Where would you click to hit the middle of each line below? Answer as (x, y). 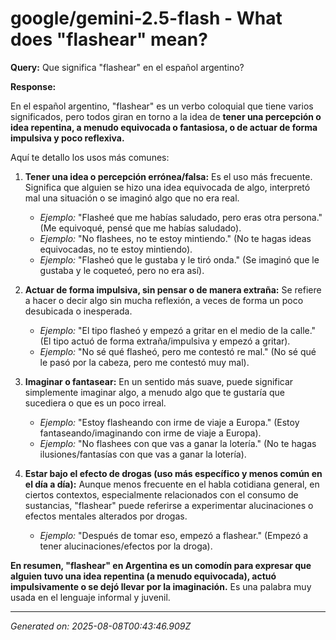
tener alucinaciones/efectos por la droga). (126, 546)
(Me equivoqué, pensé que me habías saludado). (140, 228)
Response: (33, 86)
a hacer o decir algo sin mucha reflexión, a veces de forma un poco (164, 300)
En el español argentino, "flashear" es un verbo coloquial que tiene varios (162, 106)
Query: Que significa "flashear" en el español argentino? (127, 67)
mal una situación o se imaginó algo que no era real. (132, 198)
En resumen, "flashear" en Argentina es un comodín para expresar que (161, 565)
